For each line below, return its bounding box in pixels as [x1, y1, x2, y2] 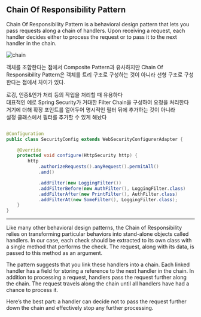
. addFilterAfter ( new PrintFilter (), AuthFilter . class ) [38, 191, 178, 197]
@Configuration [6, 131, 44, 137]
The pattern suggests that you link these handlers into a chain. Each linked [6, 261, 190, 268]
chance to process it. [6, 287, 59, 294]
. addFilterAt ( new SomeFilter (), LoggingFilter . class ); [38, 196, 178, 202]
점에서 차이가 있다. [22, 78, 66, 85]
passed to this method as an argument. [6, 250, 103, 257]
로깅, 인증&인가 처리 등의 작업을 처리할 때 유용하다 [6, 91, 123, 98]
